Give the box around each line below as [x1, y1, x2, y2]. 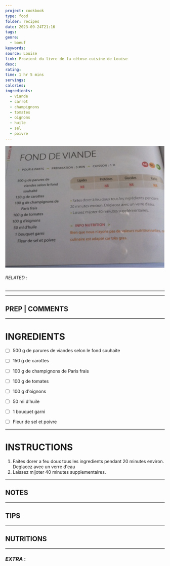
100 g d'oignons [12, 388, 47, 394]
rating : [5, 67, 22, 72]
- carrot [10, 99, 28, 104]
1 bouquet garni [12, 408, 46, 414]
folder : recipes [5, 19, 39, 24]
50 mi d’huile [12, 398, 40, 404]
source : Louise [5, 51, 37, 56]
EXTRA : [5, 555, 26, 562]
